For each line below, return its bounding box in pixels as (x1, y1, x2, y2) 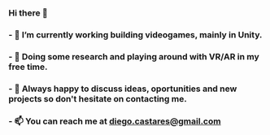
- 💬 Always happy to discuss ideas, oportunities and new (8, 83, 237, 94)
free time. (8, 61, 48, 72)
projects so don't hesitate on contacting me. (8, 93, 187, 104)
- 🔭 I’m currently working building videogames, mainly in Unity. (8, 28, 263, 40)
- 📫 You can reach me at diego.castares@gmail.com (8, 115, 221, 127)
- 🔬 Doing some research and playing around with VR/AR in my (8, 50, 260, 62)
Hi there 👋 (8, 7, 49, 19)
